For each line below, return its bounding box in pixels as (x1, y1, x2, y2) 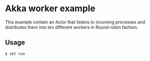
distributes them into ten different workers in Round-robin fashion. (5, 24, 138, 30)
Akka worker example (5, 3, 96, 14)
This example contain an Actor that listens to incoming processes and (5, 19, 146, 25)
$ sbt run (5, 51, 25, 56)
